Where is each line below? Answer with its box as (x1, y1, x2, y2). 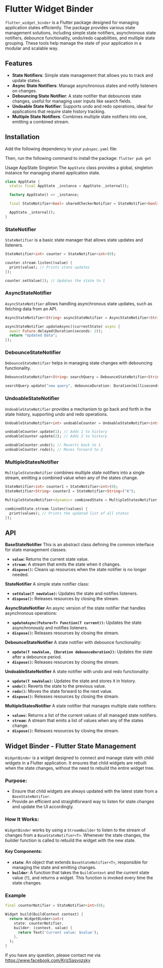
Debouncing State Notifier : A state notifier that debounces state (12, 93, 142, 99)
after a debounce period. (12, 654, 62, 660)
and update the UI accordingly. (12, 804, 74, 810)
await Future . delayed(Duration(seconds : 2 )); (9, 328, 103, 333)
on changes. (12, 87, 37, 93)
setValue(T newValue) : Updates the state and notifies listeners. (12, 590, 138, 596)
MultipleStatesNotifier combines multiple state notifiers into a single (5, 470, 145, 476)
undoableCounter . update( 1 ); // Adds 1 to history (5, 429, 108, 434)
